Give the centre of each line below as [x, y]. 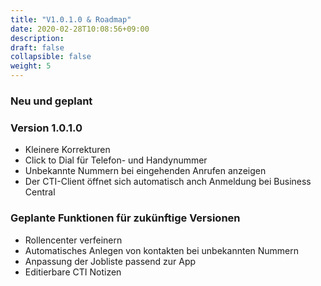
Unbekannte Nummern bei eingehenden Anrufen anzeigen [145, 171]
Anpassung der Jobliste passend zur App [110, 261]
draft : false [37, 47]
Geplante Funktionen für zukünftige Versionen [125, 218]
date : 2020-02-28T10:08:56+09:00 [80, 29]
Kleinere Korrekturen [67, 150]
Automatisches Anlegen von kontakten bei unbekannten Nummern [162, 250]
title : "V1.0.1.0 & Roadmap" [71, 19]
